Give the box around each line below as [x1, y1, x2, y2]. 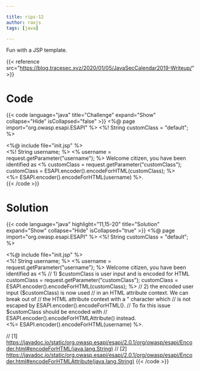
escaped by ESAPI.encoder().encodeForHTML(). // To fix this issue [6, 302, 171, 309]
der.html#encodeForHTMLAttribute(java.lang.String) [6, 358, 135, 365]
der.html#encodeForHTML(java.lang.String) [6, 345, 113, 353]
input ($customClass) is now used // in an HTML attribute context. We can [6, 289, 189, 296]
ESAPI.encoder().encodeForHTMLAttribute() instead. [6, 314, 136, 322]
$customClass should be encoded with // [6, 308, 107, 316]
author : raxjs [6, 19, 42, 26]
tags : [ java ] [6, 25, 39, 31]
